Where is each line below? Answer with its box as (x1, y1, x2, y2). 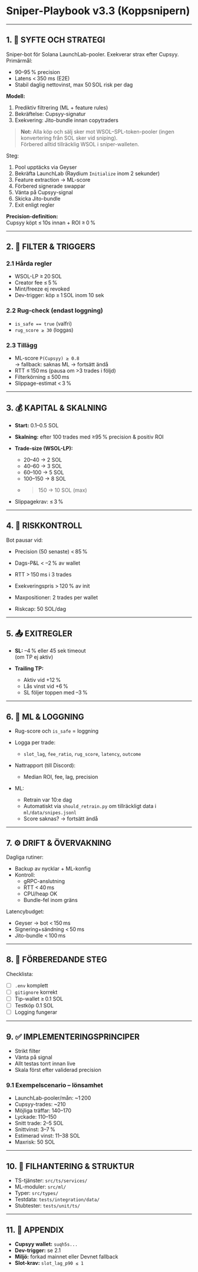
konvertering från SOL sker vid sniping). (20, 134, 118, 141)
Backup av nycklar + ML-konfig (14, 865, 91, 872)
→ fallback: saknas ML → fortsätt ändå (14, 361, 109, 368)
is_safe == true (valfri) (14, 320, 72, 327)
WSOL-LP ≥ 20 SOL (14, 273, 62, 280)
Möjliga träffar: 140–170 (14, 1107, 72, 1114)
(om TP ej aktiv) (14, 653, 54, 661)
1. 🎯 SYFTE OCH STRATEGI (6, 35, 105, 45)
